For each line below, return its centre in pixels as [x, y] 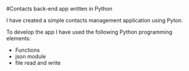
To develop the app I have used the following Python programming [89, 32]
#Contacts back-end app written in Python [59, 9]
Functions [28, 50]
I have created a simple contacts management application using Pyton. [95, 20]
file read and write [38, 63]
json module [31, 56]
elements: [19, 38]
